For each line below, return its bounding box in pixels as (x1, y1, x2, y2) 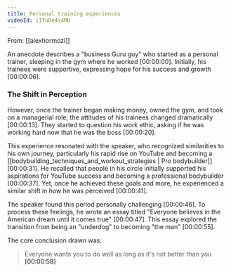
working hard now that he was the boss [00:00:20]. (7, 128, 157, 136)
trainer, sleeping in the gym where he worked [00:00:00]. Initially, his (7, 57, 207, 65)
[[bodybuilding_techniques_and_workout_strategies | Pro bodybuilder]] (7, 156, 213, 165)
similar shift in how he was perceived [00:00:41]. (7, 186, 148, 195)
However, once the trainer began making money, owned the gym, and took (7, 105, 223, 114)
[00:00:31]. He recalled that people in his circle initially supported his (7, 164, 206, 172)
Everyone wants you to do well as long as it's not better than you (24, 250, 212, 258)
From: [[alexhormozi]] (7, 36, 70, 44)
